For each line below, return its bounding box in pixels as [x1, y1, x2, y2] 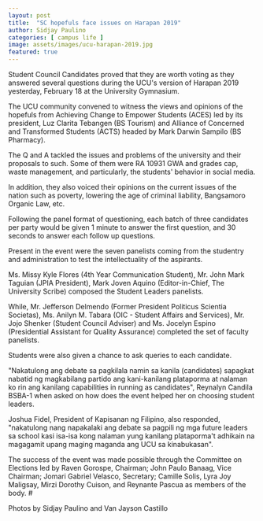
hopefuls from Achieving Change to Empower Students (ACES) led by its [8, 110, 243, 119]
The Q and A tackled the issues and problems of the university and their [8, 150, 242, 160]
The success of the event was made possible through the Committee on [8, 455, 243, 464]
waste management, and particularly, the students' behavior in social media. [8, 167, 256, 176]
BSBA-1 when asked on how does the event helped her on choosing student [8, 391, 255, 400]
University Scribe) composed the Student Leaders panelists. [8, 286, 204, 296]
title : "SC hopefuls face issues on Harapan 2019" [8, 19, 181, 27]
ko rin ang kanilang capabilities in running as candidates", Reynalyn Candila [8, 382, 254, 392]
